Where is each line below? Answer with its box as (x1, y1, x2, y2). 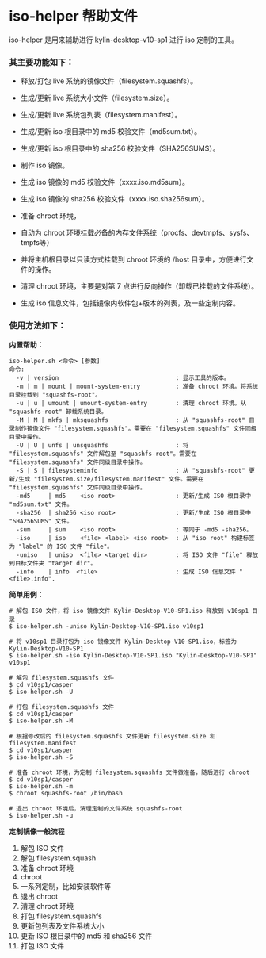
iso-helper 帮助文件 (9, 7, 138, 25)
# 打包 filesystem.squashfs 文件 (9, 703, 115, 711)
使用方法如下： (9, 320, 66, 331)
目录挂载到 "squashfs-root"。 (9, 390, 101, 399)
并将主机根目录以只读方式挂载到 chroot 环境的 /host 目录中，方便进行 (20, 255, 247, 264)
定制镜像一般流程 (9, 826, 65, 836)
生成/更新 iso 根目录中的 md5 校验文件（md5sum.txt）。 (20, 127, 202, 136)
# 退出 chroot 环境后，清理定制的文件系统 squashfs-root (9, 804, 183, 813)
